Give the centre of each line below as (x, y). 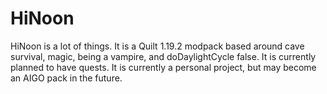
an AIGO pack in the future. (66, 78)
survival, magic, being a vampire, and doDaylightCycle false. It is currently (163, 56)
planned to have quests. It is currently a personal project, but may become (163, 67)
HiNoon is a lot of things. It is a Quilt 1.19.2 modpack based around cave (157, 46)
